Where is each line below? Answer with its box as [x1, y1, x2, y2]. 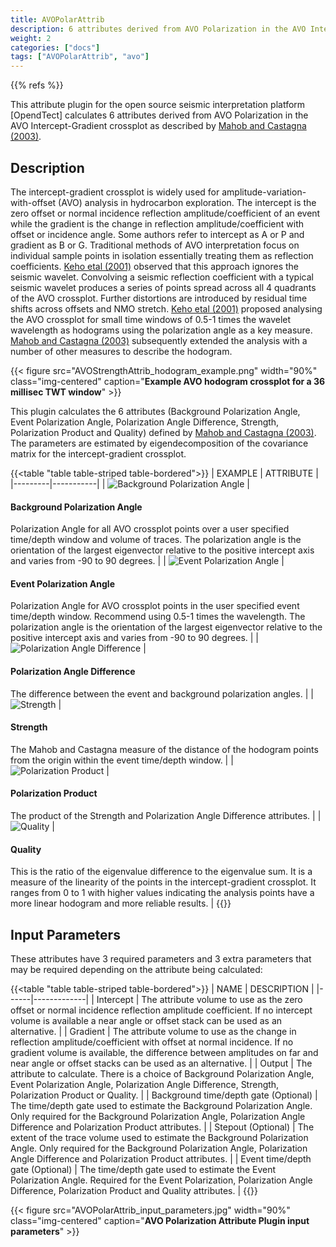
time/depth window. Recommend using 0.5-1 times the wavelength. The [10, 611, 306, 623]
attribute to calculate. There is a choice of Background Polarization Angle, [10, 1067, 315, 1080]
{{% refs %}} [10, 79, 64, 91]
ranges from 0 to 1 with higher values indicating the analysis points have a [10, 887, 315, 899]
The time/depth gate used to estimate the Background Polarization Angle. [10, 1099, 313, 1111]
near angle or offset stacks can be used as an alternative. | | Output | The [10, 1057, 313, 1069]
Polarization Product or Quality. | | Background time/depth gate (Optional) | [10, 1089, 318, 1101]
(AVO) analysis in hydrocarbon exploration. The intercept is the [58, 196, 317, 208]
